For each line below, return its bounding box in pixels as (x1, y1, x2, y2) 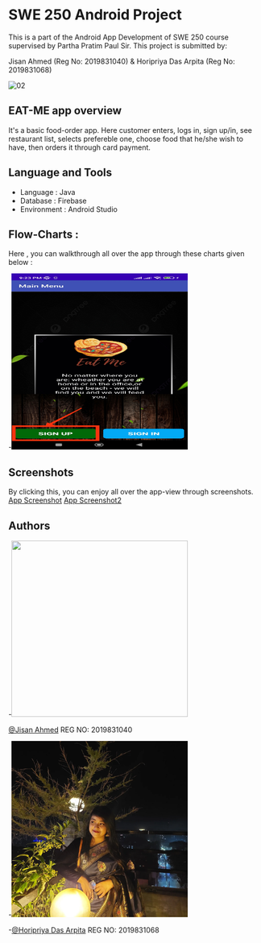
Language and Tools (8, 166, 113, 180)
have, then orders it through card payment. (8, 143, 151, 152)
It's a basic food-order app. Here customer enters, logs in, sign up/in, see (8, 125, 252, 134)
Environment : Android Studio (19, 204, 118, 214)
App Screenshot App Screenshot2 (8, 495, 122, 505)
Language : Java (19, 187, 76, 196)
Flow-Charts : (8, 227, 79, 241)
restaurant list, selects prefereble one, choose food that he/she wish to (8, 134, 244, 143)
